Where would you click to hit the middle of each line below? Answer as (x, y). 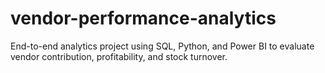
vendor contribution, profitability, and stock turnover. (119, 56)
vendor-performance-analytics (143, 18)
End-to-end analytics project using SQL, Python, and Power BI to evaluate (162, 46)
